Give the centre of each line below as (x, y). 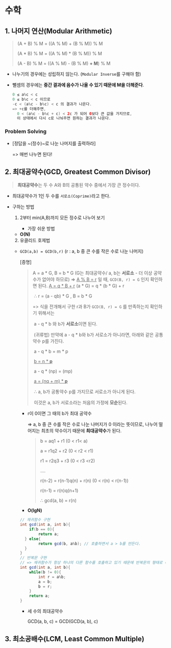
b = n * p (43, 361)
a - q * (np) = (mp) (53, 371)
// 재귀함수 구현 (35, 520)
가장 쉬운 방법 (41, 229)
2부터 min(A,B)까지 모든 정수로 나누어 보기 (62, 218)
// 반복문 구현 (33, 558)
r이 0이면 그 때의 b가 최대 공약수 (60, 414)
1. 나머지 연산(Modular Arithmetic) (59, 31)
